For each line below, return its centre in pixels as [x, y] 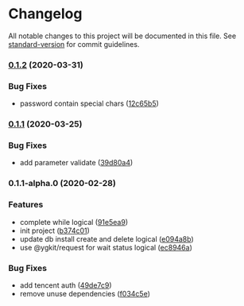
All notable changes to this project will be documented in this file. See [122, 36]
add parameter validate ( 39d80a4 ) [76, 163]
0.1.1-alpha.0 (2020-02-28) [62, 184]
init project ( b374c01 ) [54, 230]
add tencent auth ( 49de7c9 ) [66, 285]
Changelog [45, 14]
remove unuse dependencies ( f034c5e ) [85, 293]
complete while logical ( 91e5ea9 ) [74, 222]
